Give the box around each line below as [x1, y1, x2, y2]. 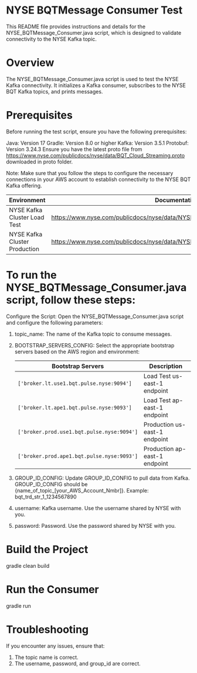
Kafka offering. [6, 182, 42, 189]
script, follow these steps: [6, 293, 136, 306]
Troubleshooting [6, 622, 89, 636]
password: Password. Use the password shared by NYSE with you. [14, 522, 176, 529]
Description [149, 362, 183, 370]
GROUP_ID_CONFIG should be [14, 480, 88, 488]
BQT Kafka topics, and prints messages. [6, 88, 103, 95]
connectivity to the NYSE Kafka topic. [6, 35, 97, 42]
